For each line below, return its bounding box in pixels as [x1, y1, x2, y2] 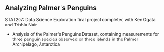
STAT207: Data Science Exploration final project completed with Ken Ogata [5, 16, 156, 22]
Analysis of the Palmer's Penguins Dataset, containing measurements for [12, 31, 159, 37]
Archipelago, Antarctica [12, 41, 60, 47]
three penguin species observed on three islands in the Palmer [12, 36, 139, 42]
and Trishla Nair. [5, 22, 38, 27]
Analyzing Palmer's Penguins [5, 4, 97, 12]
